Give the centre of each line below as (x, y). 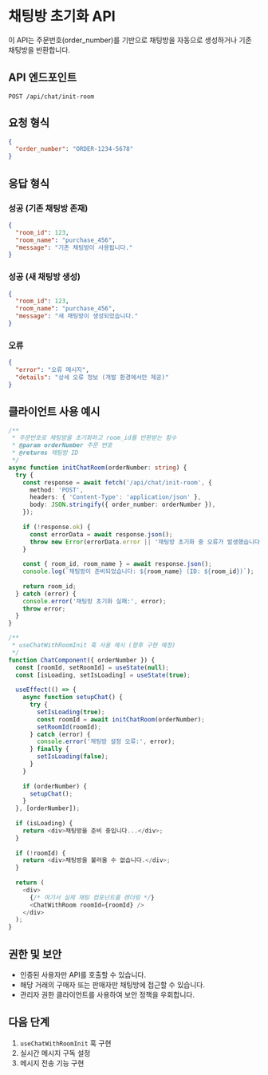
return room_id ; (50, 586)
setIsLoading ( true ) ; (71, 712)
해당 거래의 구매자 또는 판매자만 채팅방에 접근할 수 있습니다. (112, 984)
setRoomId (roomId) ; (69, 727)
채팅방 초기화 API (62, 16)
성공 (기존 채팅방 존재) (48, 208)
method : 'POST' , (56, 490)
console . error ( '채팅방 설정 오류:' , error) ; (106, 742)
